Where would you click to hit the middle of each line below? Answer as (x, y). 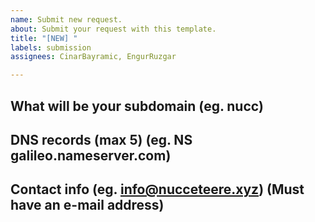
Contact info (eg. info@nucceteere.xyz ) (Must (157, 189)
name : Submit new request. (66, 19)
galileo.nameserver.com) (91, 155)
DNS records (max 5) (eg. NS (101, 139)
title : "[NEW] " (44, 38)
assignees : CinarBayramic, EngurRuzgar (93, 57)
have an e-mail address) (87, 205)
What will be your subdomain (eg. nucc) (137, 106)
